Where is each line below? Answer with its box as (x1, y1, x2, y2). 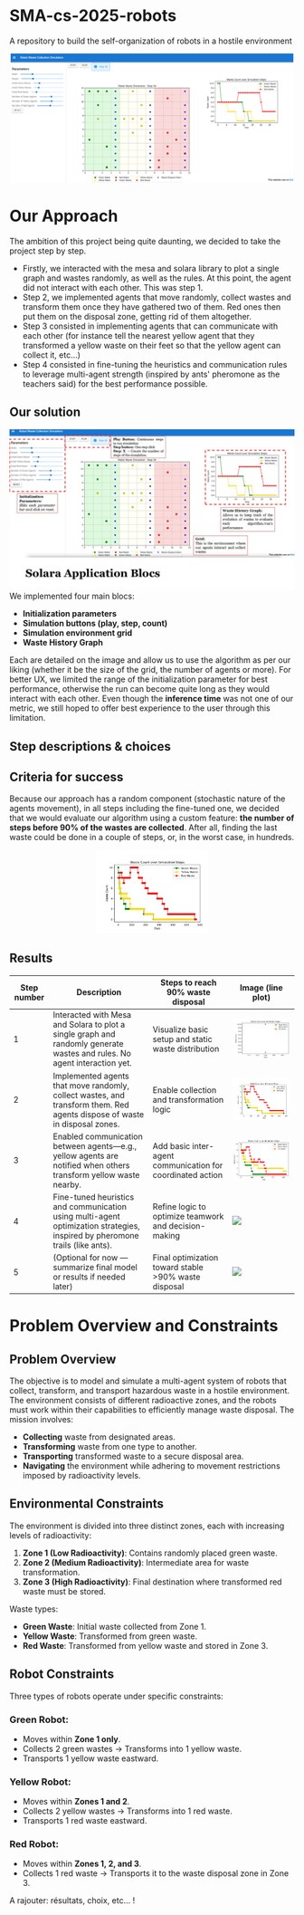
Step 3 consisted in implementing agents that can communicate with (22, 321, 279, 331)
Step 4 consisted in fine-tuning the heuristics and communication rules (22, 359, 288, 369)
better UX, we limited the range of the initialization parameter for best (9, 674, 269, 685)
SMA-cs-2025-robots (9, 5, 177, 26)
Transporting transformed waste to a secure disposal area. (22, 1451, 244, 1461)
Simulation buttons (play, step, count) (22, 618, 168, 629)
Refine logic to (152, 1202, 206, 1212)
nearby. (52, 1179, 81, 1190)
